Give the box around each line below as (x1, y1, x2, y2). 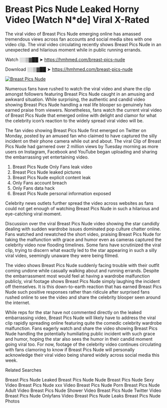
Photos (5, 398, 20, 404)
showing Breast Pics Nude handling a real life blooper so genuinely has (5, 101, 151, 107)
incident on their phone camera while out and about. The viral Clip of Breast (5, 138, 161, 144)
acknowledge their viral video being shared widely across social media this (5, 352, 160, 358)
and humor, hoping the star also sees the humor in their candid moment (5, 336, 153, 342)
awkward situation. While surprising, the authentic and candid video (5, 96, 145, 102)
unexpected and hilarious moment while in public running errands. (5, 47, 141, 53)
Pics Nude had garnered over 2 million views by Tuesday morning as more (5, 143, 158, 149)
